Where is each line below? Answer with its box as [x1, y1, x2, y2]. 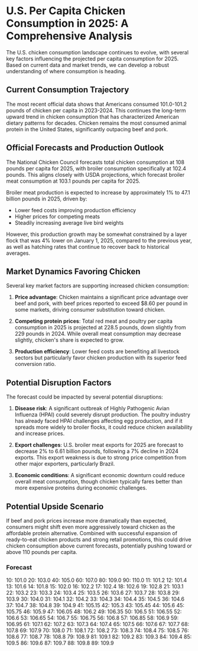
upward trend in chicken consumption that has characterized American [6, 113, 179, 120]
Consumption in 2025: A [6, 17, 129, 30]
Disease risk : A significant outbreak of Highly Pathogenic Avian [14, 405, 170, 412]
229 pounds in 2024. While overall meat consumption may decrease [14, 330, 181, 338]
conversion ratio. [14, 361, 56, 368]
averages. [6, 250, 31, 257]
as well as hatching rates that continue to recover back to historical [6, 243, 170, 250]
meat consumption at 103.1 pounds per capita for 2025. [6, 177, 141, 184]
